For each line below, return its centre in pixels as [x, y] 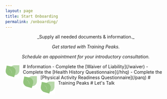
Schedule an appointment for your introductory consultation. [86, 57]
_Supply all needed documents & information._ [86, 37]
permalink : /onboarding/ [32, 22]
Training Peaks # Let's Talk [86, 83]
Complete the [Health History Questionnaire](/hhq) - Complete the [92, 72]
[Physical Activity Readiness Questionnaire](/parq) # [96, 77]
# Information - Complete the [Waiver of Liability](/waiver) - [86, 67]
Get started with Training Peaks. [86, 47]
